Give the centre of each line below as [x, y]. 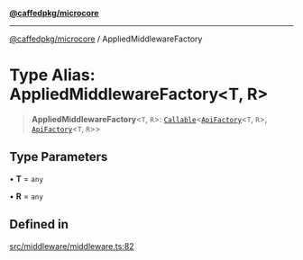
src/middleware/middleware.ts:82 [72, 246]
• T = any [26, 178]
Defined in [39, 224]
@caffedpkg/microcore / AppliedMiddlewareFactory [106, 39]
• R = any [26, 196]
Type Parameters [59, 157]
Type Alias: [53, 75]
